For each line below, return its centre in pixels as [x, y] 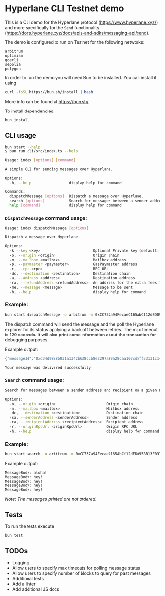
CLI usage [21, 135]
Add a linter [24, 584]
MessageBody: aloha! [26, 473]
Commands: [15, 191]
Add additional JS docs [36, 589]
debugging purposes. [27, 340]
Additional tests [28, 578]
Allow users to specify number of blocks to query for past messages [82, 573]
